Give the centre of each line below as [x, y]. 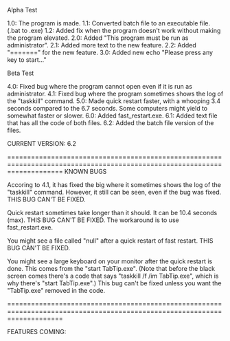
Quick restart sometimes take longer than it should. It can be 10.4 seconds [112, 213]
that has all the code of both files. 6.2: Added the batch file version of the [111, 123]
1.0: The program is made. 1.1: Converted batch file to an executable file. [109, 23]
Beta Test [21, 73]
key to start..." [27, 60]
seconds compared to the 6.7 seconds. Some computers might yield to [107, 108]
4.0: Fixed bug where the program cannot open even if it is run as [100, 86]
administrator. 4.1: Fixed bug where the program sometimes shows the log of [115, 93]
